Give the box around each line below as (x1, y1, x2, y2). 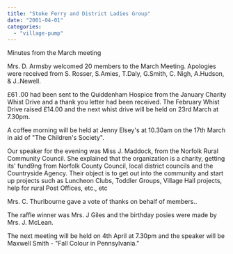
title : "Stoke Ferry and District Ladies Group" (7, 10, 151, 17)
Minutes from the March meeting (7, 49, 102, 57)
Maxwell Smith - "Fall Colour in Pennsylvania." (7, 239, 140, 248)
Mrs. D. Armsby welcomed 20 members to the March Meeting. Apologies (7, 62, 217, 70)
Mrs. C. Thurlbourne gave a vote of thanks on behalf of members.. (7, 198, 198, 206)
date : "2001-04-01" (7, 17, 64, 24)
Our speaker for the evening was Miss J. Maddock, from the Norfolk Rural (7, 147, 219, 155)
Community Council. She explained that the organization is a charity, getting (7, 154, 225, 163)
